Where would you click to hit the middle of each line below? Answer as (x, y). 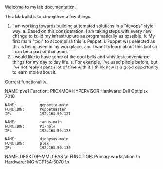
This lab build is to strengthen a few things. (48, 16)
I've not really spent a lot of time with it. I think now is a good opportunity (85, 67)
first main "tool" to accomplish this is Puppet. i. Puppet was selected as (84, 41)
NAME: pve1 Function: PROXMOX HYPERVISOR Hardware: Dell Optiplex (77, 91)
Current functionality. (26, 82)
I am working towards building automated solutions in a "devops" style (83, 26)
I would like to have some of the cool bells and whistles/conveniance (81, 57)
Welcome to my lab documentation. (41, 7)
